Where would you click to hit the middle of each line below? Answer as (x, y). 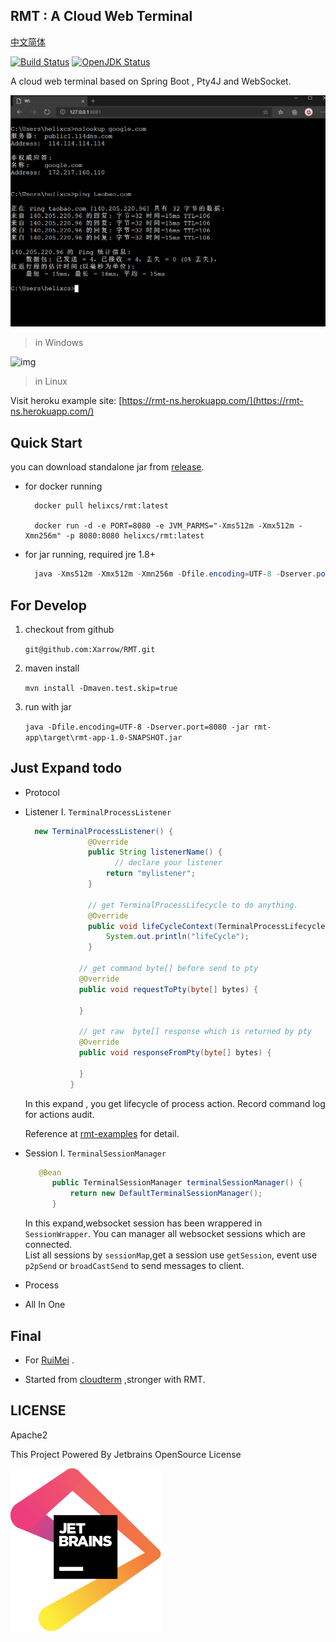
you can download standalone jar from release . (107, 467)
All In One (45, 1305)
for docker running (63, 486)
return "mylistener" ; (150, 874)
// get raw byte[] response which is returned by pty (195, 1032)
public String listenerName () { (155, 852)
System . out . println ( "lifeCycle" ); (177, 937)
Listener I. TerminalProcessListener (98, 811)
